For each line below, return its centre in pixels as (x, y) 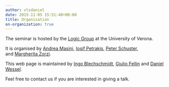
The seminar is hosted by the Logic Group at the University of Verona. (79, 39)
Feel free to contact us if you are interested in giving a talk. (68, 79)
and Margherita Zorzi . (28, 54)
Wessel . (14, 69)
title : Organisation (27, 19)
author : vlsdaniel (25, 10)
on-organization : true (30, 24)
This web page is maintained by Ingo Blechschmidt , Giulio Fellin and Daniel (85, 64)
